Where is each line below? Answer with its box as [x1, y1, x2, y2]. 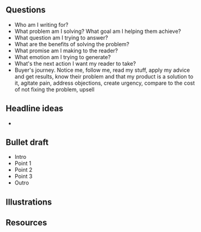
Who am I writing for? [14, 21, 69, 28]
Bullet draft [5, 137, 49, 148]
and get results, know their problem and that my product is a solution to [14, 72, 194, 80]
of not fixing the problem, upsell [14, 85, 95, 93]
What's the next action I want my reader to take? [14, 60, 136, 67]
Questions [5, 5, 46, 15]
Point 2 [14, 166, 33, 174]
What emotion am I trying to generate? [14, 53, 111, 60]
